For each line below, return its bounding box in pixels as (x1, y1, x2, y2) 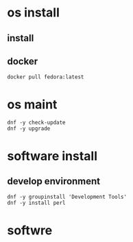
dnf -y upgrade (7, 125, 51, 132)
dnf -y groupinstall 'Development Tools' (7, 194, 128, 201)
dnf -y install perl (7, 199, 66, 207)
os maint (7, 96, 58, 112)
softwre (7, 222, 53, 238)
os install (7, 5, 60, 21)
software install (7, 148, 98, 164)
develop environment (7, 175, 101, 187)
